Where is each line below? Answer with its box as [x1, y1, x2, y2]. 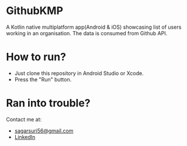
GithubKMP [6, 4, 63, 18]
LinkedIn [14, 133, 36, 140]
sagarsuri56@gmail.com [14, 127, 74, 134]
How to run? [6, 50, 66, 64]
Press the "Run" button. [14, 76, 72, 83]
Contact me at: [6, 116, 42, 123]
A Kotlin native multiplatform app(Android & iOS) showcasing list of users [6, 23, 182, 30]
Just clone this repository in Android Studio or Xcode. [14, 69, 144, 77]
